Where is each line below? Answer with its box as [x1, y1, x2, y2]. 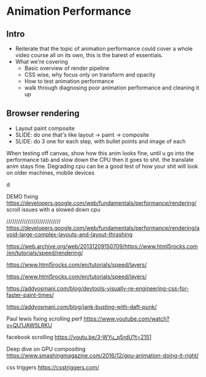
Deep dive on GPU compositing [6, 345, 86, 352]
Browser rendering [6, 109, 80, 119]
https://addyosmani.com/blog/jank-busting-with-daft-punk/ [6, 303, 157, 310]
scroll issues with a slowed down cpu [6, 205, 101, 213]
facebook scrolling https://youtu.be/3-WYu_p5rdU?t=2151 [6, 333, 152, 341]
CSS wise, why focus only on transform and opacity [24, 71, 156, 78]
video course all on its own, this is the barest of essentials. [15, 51, 164, 59]
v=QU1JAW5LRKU [6, 321, 52, 329]
